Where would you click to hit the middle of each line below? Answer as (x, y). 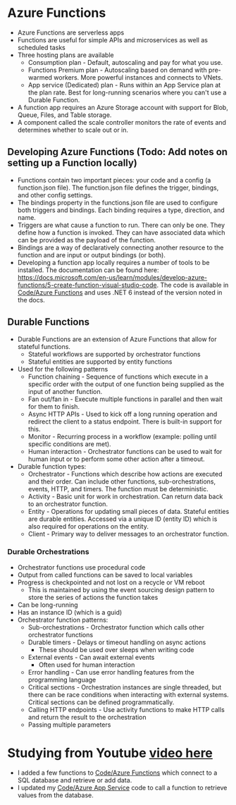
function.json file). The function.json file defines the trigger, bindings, (118, 188)
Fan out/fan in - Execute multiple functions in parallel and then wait (125, 399)
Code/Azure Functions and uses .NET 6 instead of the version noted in (120, 292)
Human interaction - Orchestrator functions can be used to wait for (125, 451)
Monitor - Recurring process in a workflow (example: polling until (122, 436)
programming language (62, 680)
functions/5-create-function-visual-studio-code (87, 285)
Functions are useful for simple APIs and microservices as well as (112, 39)
